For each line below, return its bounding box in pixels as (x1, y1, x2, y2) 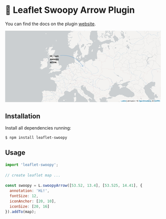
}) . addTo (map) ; (5, 209, 37, 214)
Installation (5, 112, 41, 120)
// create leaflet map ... (5, 173, 61, 177)
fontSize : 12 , (9, 194, 39, 199)
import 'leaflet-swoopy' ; (5, 162, 58, 167)
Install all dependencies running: (5, 125, 72, 131)
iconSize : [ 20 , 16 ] (9, 204, 50, 209)
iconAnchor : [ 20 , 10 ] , (9, 199, 56, 204)
